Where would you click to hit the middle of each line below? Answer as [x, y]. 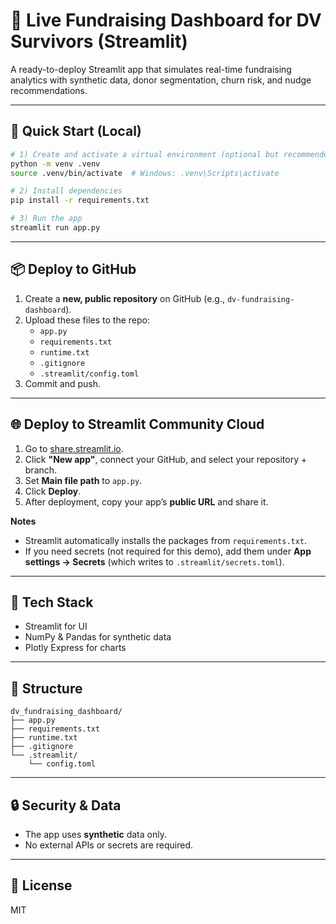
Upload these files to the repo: [87, 320]
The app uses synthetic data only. [95, 834]
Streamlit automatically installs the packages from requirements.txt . [166, 540]
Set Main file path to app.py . [83, 480]
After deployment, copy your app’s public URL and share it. [146, 501]
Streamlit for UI [56, 626]
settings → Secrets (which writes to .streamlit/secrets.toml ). [154, 561]
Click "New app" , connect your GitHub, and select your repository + [166, 459]
